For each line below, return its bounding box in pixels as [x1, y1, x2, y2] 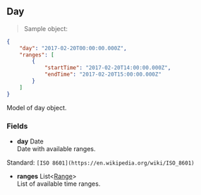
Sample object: [23, 24, 68, 32]
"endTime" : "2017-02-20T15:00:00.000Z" [44, 71, 162, 78]
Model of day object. [6, 103, 67, 112]
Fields [6, 121, 28, 131]
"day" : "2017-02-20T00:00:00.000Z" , [19, 45, 128, 52]
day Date [16, 137, 44, 146]
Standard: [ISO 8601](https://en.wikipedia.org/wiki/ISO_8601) [6, 158, 195, 167]
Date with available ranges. [16, 144, 96, 153]
